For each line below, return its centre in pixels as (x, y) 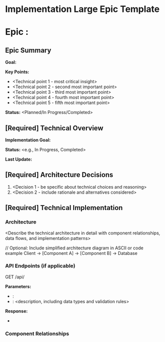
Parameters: (18, 286)
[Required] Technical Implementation (64, 208)
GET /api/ (15, 277)
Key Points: (17, 72)
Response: (17, 311)
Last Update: (19, 159)
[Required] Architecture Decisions (59, 175)
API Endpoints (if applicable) (40, 266)
